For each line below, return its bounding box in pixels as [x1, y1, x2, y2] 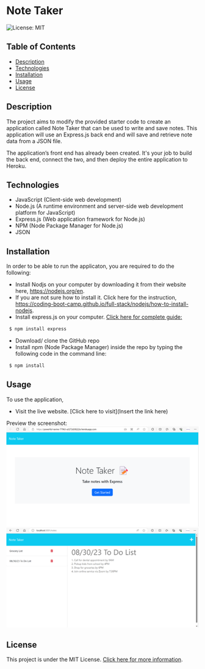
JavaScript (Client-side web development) [15, 196, 122, 204]
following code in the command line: [15, 350, 107, 358]
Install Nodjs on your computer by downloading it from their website [15, 281, 186, 288]
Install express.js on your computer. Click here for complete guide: [15, 313, 182, 321]
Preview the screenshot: [6, 420, 68, 427]
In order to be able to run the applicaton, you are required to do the [6, 262, 175, 270]
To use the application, [6, 396, 64, 403]
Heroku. [6, 162, 26, 169]
